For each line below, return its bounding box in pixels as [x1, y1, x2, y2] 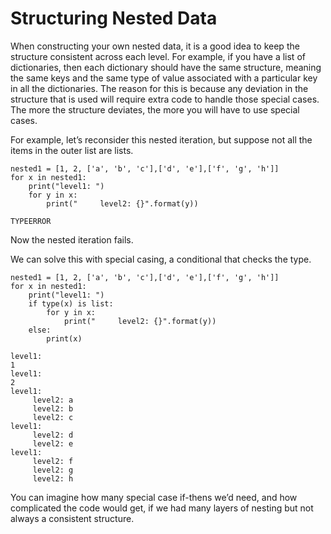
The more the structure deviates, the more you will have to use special [10, 103, 300, 116]
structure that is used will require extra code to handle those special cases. [10, 93, 320, 105]
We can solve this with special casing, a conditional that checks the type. [10, 253, 312, 265]
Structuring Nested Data [10, 7, 218, 30]
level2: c [32, 412, 74, 422]
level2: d [32, 430, 74, 440]
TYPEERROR [10, 216, 52, 226]
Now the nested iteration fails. [10, 233, 134, 246]
